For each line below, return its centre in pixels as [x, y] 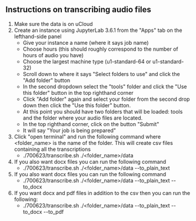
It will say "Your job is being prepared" [69, 130]
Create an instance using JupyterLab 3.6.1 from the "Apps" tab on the [98, 30]
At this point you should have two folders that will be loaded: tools [103, 111]
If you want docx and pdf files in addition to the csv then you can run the [102, 193]
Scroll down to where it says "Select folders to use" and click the [101, 74]
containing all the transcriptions [52, 149]
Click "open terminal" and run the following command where [87, 136]
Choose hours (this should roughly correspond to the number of [100, 49]
